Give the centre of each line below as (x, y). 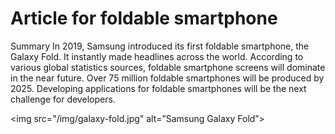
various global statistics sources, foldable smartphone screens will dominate (168, 67)
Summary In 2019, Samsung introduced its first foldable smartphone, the (160, 46)
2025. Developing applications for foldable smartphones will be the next (158, 88)
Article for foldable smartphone (144, 18)
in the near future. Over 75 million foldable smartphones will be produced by (167, 78)
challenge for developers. (63, 99)
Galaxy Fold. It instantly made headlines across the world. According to (157, 56)
